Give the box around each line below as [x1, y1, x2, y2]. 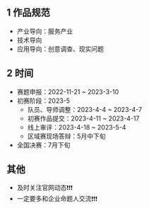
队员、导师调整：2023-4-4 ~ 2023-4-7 [27, 105, 143, 113]
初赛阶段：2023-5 [16, 96, 71, 105]
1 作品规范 [6, 6, 51, 19]
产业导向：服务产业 [16, 27, 73, 35]
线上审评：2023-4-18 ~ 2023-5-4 [27, 123, 126, 131]
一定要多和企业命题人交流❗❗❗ [16, 194, 98, 203]
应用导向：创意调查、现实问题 [16, 45, 104, 53]
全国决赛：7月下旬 [16, 140, 71, 149]
